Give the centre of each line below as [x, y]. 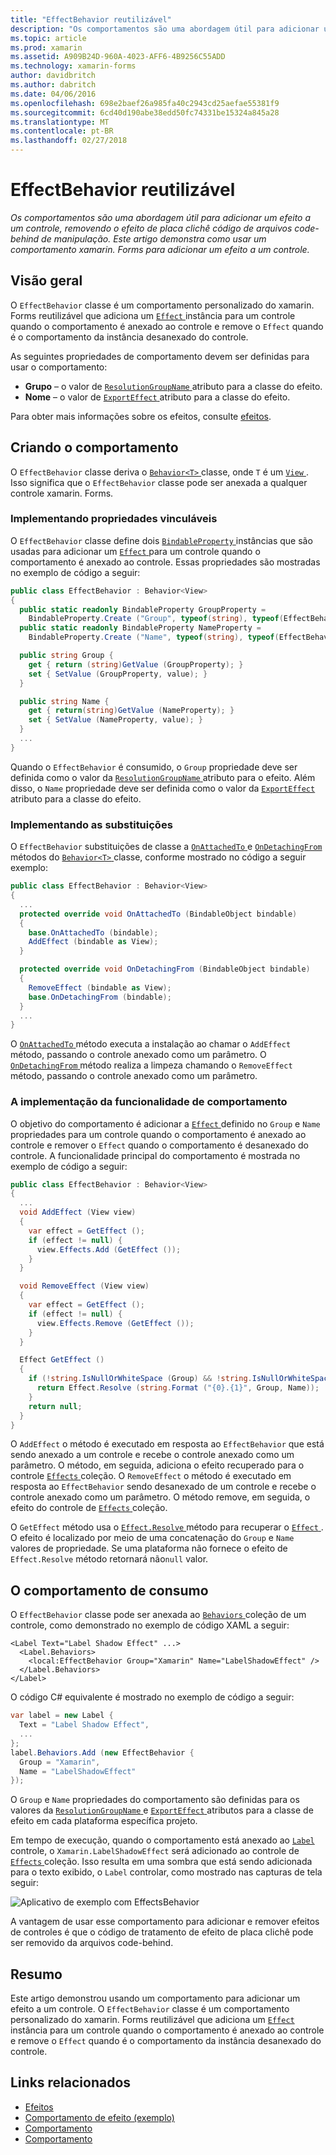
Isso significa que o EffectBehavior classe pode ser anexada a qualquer [159, 482]
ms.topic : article [48, 38]
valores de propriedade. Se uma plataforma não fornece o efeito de [149, 1548]
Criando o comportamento [94, 447]
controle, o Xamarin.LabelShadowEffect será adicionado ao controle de [155, 1851]
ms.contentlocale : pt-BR [62, 131]
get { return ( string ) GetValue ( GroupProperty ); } [136, 664]
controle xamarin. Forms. [62, 493]
